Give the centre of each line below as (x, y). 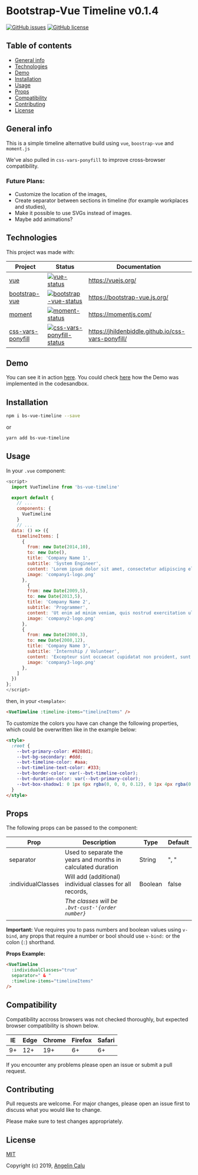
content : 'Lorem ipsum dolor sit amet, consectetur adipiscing (106, 569)
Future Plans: (26, 181)
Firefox (82, 1040)
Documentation (138, 266)
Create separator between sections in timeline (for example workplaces (101, 200)
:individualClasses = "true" (44, 970)
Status (65, 266)
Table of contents (39, 46)
